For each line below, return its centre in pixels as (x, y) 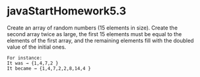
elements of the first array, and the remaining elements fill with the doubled (100, 40)
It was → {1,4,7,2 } (33, 63)
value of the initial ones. (37, 47)
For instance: (25, 58)
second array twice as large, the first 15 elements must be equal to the (94, 34)
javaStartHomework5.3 (66, 11)
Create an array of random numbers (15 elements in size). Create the (92, 28)
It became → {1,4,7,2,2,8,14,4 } (49, 68)
